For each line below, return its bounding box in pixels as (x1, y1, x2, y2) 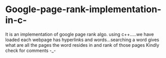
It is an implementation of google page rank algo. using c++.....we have (5, 31, 154, 37)
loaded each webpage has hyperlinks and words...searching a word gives (5, 37, 159, 43)
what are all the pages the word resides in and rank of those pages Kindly (5, 42, 159, 48)
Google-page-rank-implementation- (5, 4, 161, 15)
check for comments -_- (5, 47, 56, 53)
